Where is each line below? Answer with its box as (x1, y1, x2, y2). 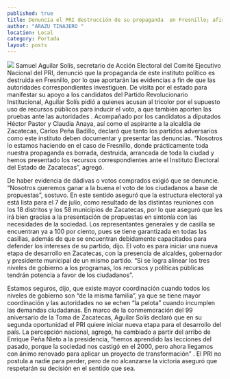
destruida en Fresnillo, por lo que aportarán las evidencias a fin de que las (7, 76, 216, 84)
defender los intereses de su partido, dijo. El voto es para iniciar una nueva (7, 242, 218, 250)
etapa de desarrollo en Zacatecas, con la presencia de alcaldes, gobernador (7, 249, 222, 257)
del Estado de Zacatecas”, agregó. (7, 164, 105, 171)
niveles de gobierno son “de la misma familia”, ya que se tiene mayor (7, 291, 201, 300)
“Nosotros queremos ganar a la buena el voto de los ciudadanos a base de (7, 184, 218, 192)
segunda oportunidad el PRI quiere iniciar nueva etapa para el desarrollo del (7, 321, 222, 328)
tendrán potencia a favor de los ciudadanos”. (7, 271, 133, 279)
